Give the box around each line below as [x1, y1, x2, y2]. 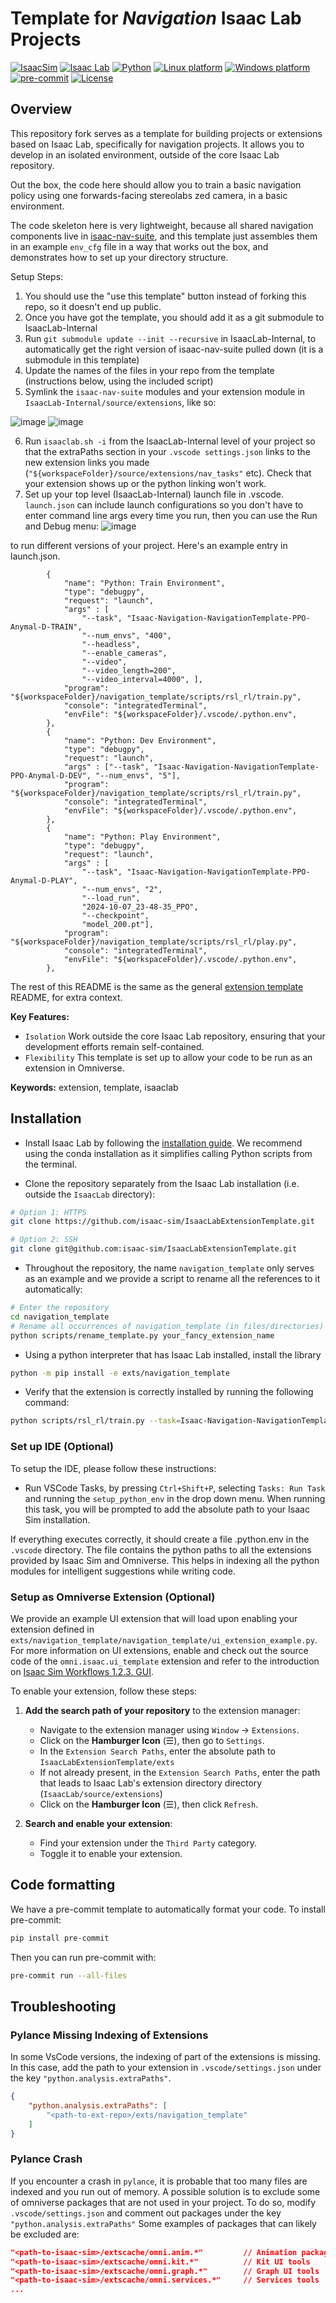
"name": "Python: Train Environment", [63, 578, 226, 588]
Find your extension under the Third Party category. [39, 1837, 258, 1849]
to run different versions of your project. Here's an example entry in [10, 539, 288, 551]
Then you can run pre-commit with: [10, 1951, 157, 1963]
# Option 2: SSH [10, 1235, 78, 1245]
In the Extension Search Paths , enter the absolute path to [39, 1745, 276, 1757]
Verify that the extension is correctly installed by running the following [24, 1386, 314, 1398]
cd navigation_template [10, 1312, 110, 1322]
